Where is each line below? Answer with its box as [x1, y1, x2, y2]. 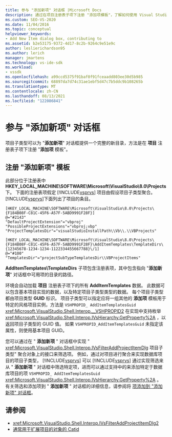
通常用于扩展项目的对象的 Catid [12, 426, 79, 432]
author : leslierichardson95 [5, 46, 66, 51]
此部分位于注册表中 [5, 178, 46, 183]
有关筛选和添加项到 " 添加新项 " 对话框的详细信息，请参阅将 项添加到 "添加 [5, 383, 163, 389]
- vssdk [5, 70, 22, 75]
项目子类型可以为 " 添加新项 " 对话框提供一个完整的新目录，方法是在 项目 [5, 140, 157, 146]
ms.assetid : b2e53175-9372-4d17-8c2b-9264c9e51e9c [5, 41, 116, 46]
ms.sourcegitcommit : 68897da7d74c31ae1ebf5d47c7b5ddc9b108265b [5, 79, 143, 84]
